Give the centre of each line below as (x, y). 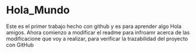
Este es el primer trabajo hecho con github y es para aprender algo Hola (94, 26)
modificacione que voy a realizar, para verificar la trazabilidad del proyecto (97, 38)
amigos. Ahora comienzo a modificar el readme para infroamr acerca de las (98, 32)
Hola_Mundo (38, 10)
